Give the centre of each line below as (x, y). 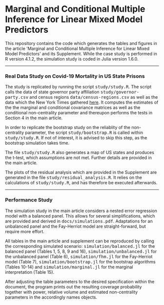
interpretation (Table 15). (30, 272)
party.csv (17, 97)
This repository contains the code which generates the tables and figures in (81, 43)
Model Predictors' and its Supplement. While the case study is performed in (81, 54)
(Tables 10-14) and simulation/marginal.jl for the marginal (69, 267)
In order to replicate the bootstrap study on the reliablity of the (68, 128)
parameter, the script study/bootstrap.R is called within (84, 132)
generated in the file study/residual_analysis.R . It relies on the (74, 177)
